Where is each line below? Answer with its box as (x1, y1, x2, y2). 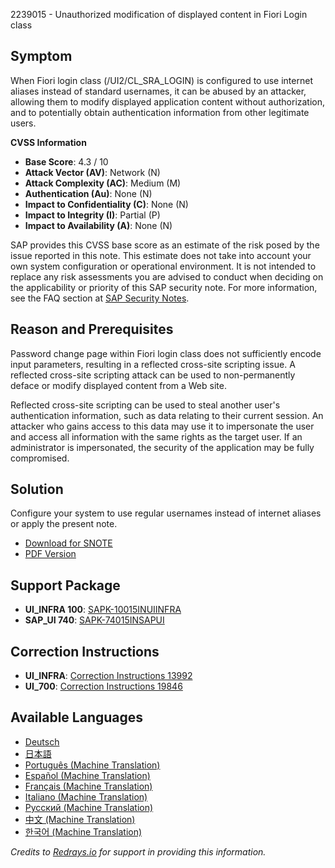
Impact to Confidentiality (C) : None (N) (24, 198, 189, 210)
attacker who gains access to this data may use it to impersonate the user (10, 420, 315, 432)
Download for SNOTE (24, 537, 113, 549)
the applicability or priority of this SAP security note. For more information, (10, 281, 318, 293)
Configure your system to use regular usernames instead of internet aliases (10, 507, 322, 519)
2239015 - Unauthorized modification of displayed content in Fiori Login (10, 9, 308, 20)
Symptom (10, 48, 73, 65)
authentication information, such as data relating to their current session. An (10, 409, 324, 421)
